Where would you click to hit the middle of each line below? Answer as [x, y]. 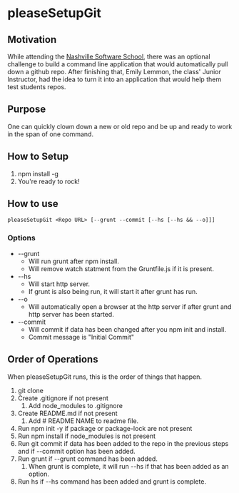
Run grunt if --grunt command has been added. [88, 459]
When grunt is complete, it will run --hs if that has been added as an [129, 466]
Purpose [27, 110]
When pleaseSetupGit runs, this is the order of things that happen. [105, 377]
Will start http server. [59, 284]
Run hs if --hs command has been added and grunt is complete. [112, 481]
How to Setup [38, 157]
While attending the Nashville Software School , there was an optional [109, 56]
